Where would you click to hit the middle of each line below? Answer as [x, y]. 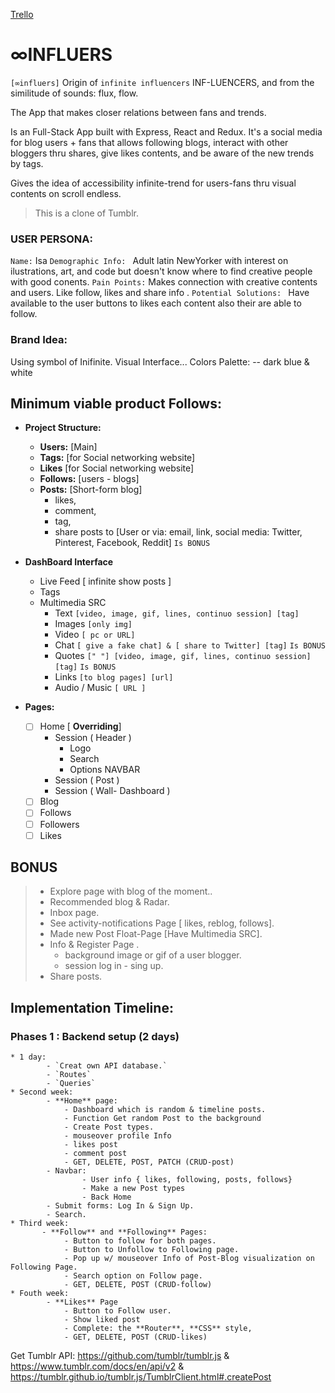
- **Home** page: [82, 1101]
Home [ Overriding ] [80, 726]
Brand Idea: [39, 340]
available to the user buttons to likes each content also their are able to [156, 303]
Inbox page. [74, 913]
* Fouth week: [40, 1294]
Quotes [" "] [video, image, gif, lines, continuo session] [183, 656]
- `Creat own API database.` [107, 1066]
